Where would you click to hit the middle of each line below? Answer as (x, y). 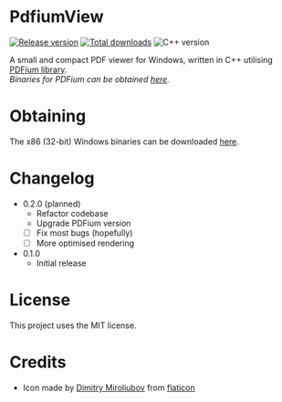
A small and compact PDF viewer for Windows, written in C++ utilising (141, 59)
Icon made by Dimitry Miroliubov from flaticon (109, 387)
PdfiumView (57, 17)
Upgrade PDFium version (84, 223)
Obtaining (48, 116)
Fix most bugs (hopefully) (84, 233)
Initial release (61, 263)
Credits (38, 362)
